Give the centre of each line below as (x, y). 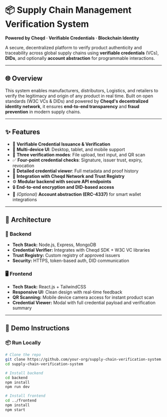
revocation (23, 165)
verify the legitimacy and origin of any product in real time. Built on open (79, 96)
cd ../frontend (21, 401)
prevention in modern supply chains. (43, 112)
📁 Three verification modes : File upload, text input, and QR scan (79, 154)
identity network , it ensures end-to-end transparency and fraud (72, 106)
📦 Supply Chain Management (68, 10)
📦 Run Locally (23, 342)
